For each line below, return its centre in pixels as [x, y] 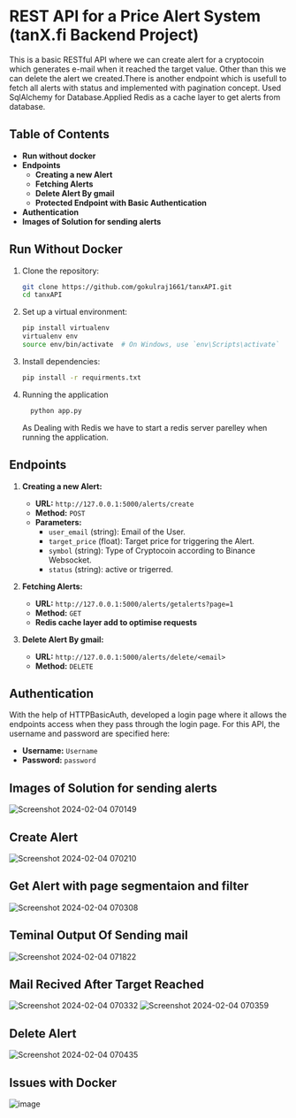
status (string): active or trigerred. [111, 569]
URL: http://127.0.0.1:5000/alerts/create [114, 503]
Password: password [59, 760]
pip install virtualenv [66, 328]
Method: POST [60, 513]
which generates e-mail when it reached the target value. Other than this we [148, 69]
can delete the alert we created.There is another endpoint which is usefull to [148, 78]
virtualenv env [50, 337]
